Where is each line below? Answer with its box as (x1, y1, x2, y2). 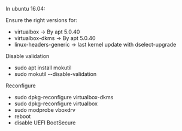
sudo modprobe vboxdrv (14, 106, 76, 113)
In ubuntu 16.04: (5, 5, 45, 12)
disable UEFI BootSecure (14, 119, 76, 126)
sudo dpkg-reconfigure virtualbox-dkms (14, 94, 114, 100)
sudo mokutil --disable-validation (14, 71, 97, 77)
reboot (14, 113, 31, 120)
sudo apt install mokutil (14, 64, 72, 71)
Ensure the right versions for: (5, 17, 77, 23)
